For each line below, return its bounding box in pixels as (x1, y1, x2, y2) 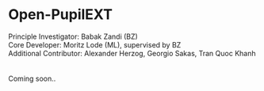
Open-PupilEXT (8, 6, 113, 24)
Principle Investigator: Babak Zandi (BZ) (8, 32, 139, 41)
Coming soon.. (8, 74, 56, 83)
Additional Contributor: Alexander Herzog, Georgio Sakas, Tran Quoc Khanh (8, 48, 256, 58)
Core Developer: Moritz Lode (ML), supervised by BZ (8, 40, 182, 49)
